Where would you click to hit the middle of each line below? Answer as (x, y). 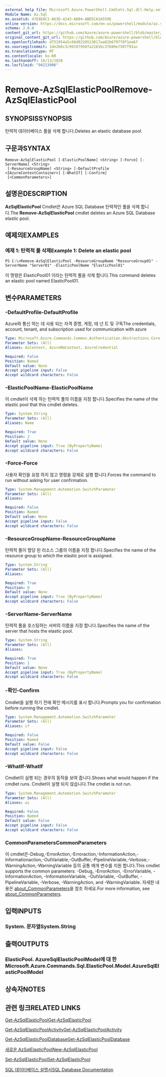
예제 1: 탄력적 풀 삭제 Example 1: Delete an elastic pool (68, 251)
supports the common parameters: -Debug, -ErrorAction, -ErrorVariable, (79, 871)
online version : (22, 24)
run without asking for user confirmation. (47, 480)
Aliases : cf (17, 726)
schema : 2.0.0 (20, 28)
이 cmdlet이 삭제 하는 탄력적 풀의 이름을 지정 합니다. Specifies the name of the (82, 399)
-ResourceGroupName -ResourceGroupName (61, 538)
